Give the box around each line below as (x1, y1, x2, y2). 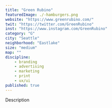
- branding (14, 59, 38, 64)
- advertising (14, 64, 44, 69)
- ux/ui (14, 78, 30, 83)
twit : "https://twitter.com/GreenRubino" (5, 21, 94, 27)
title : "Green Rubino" (5, 7, 53, 13)
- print (14, 74, 30, 79)
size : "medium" (5, 45, 38, 50)
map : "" (5, 50, 22, 55)
